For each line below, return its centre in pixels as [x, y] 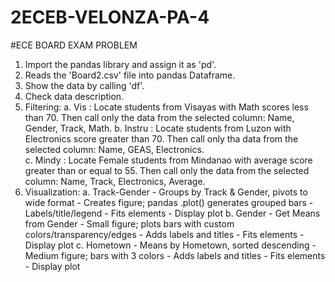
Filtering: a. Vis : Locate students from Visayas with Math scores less [166, 107]
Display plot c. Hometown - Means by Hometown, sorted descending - [170, 245]
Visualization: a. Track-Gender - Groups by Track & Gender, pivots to [166, 192]
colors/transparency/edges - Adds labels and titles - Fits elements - [164, 234]
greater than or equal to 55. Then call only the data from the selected [167, 170]
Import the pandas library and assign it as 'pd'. [120, 64]
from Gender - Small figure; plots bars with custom [129, 223]
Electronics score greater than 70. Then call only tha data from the [161, 138]
